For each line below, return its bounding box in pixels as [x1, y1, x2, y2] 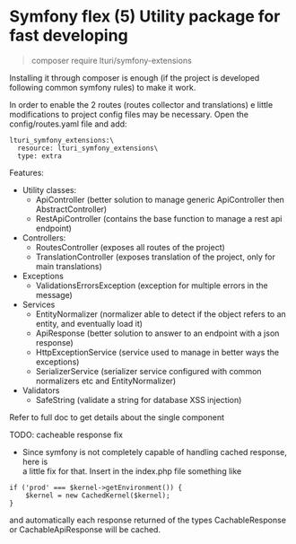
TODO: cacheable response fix [9, 429, 124, 440]
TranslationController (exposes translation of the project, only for [35, 251, 276, 262]
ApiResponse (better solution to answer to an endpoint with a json [35, 328, 280, 338]
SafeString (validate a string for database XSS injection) [35, 394, 242, 405]
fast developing [9, 25, 128, 46]
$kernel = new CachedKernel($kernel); [25, 491, 170, 500]
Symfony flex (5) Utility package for [9, 6, 281, 27]
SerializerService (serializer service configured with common [35, 365, 262, 376]
